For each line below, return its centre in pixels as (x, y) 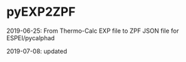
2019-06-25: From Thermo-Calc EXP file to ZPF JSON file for (93, 31)
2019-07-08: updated (37, 51)
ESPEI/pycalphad (31, 37)
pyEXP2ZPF (41, 12)
